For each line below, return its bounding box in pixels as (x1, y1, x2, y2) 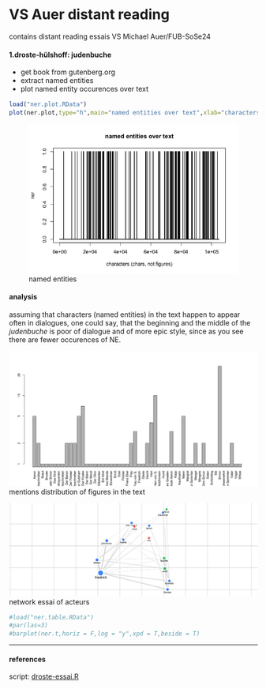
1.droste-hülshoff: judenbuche (9, 50, 112, 59)
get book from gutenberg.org (20, 67, 116, 77)
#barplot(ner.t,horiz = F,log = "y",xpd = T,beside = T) (9, 630, 200, 638)
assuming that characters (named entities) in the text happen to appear (9, 310, 241, 319)
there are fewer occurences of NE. (9, 334, 122, 344)
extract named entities (20, 76, 94, 85)
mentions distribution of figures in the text (9, 488, 145, 497)
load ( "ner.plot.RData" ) (9, 100, 88, 108)
